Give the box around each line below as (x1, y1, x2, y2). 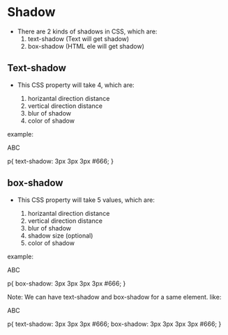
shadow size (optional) (27, 231, 93, 240)
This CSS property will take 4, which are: (17, 81, 135, 89)
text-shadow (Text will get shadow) (27, 34, 130, 42)
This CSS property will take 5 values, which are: (17, 196, 155, 204)
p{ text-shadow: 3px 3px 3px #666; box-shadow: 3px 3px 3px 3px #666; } (7, 320, 222, 328)
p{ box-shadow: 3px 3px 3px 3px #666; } (7, 279, 126, 288)
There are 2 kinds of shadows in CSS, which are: (17, 27, 158, 36)
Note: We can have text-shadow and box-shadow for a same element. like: (7, 293, 222, 301)
